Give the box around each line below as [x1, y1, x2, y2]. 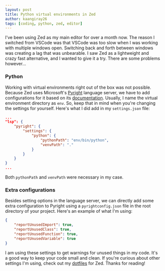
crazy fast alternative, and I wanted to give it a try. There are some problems [5, 55, 160, 62]
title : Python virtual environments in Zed [5, 12, 96, 17]
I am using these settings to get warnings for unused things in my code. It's [5, 250, 158, 256]
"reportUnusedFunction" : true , [14, 232, 78, 236]
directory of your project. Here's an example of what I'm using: [5, 208, 132, 214]
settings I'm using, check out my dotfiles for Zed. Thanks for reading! [5, 260, 145, 266]
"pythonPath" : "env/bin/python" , [40, 138, 109, 143]
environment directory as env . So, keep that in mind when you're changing [5, 100, 156, 106]
